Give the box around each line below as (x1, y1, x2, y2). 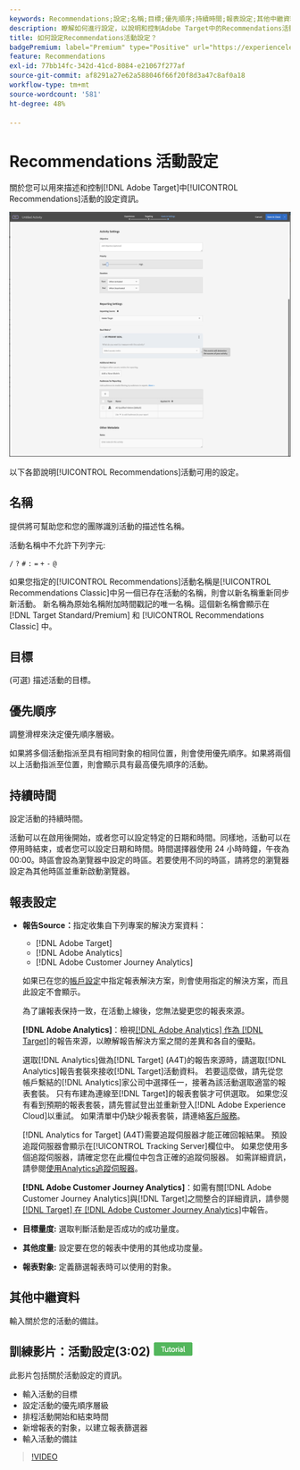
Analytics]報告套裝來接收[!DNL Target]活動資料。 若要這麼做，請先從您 (21, 1065, 284, 1077)
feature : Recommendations (9, 52, 105, 62)
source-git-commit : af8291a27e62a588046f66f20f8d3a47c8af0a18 (9, 72, 246, 80)
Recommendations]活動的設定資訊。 (9, 193, 144, 205)
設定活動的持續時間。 (9, 814, 87, 824)
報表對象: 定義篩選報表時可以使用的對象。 (21, 1261, 177, 1271)
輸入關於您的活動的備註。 (9, 1315, 104, 1326)
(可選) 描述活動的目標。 (9, 675, 96, 686)
